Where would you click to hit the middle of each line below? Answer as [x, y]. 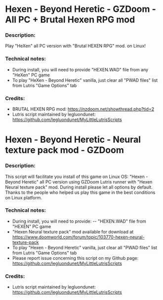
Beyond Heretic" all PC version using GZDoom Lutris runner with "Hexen [79, 181]
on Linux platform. [24, 197]
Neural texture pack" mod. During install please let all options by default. [79, 187]
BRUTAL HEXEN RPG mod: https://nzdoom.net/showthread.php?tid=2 [83, 109]
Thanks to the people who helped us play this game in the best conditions [80, 192]
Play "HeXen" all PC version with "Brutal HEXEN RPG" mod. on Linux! [75, 46]
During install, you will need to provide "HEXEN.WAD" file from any [80, 69]
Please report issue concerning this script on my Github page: [75, 258]
